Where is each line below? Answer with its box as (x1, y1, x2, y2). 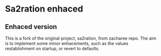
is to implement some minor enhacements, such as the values (5, 41, 129, 46)
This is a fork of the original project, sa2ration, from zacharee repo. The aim (5, 35, 157, 41)
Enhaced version (5, 23, 57, 31)
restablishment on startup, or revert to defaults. (5, 46, 100, 51)
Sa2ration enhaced (5, 3, 83, 14)
